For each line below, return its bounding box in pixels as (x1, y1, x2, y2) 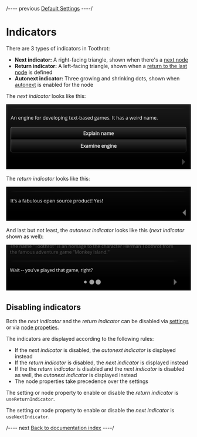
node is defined (14, 69, 53, 76)
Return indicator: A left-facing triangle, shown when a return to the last (14, 62, 188, 69)
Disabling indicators (6, 302, 81, 312)
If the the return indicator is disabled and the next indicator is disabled (14, 365, 185, 372)
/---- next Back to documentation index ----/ (6, 425, 114, 432)
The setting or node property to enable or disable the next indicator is (6, 407, 175, 414)
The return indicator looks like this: (6, 175, 90, 182)
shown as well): (6, 233, 44, 240)
